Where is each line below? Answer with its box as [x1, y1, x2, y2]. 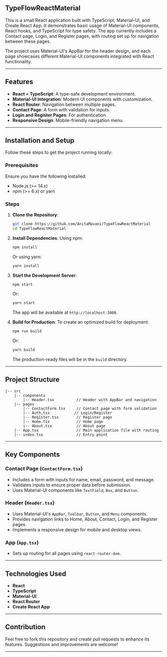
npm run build [12, 329, 42, 334]
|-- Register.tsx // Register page [23, 415, 112, 420]
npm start [12, 282, 33, 287]
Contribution [5, 623, 46, 631]
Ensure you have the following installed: [5, 173, 87, 179]
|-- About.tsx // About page [23, 423, 106, 428]
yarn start [12, 300, 35, 305]
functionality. [5, 58, 32, 64]
